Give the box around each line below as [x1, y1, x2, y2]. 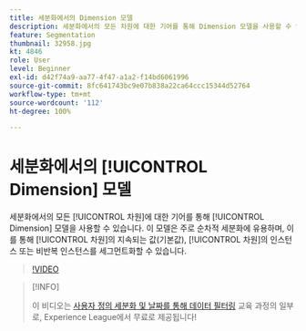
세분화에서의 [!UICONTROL [9, 157, 208, 178]
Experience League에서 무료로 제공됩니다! [44, 312, 198, 323]
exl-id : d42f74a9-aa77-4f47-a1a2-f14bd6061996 [9, 73, 189, 82]
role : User [9, 56, 51, 65]
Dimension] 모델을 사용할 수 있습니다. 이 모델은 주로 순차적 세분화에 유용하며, [9, 222, 285, 233]
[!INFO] [31, 282, 60, 293]
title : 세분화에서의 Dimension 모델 [9, 13, 134, 23]
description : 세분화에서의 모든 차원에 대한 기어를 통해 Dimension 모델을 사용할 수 [9, 22, 292, 31]
